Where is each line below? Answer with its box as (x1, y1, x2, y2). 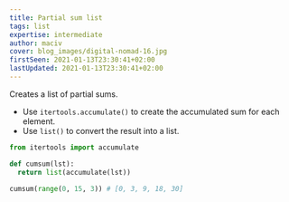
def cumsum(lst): (9, 159, 75, 168)
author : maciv (9, 38, 63, 48)
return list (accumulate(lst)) (17, 168, 131, 177)
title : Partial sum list (9, 13, 103, 23)
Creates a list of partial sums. (9, 88, 118, 100)
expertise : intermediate (9, 30, 103, 39)
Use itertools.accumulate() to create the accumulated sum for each (22, 106, 280, 117)
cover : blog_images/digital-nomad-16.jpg (9, 47, 168, 56)
